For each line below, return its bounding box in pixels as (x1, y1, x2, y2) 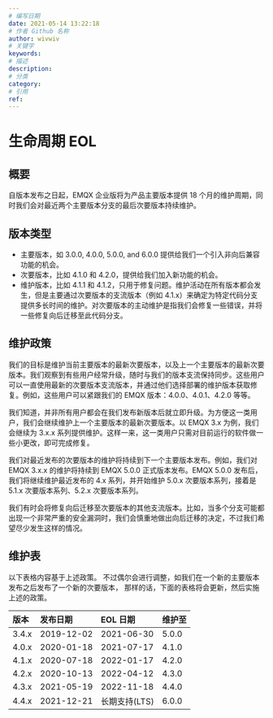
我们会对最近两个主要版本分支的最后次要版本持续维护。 (15, 201, 201, 210)
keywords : (8, 50, 42, 58)
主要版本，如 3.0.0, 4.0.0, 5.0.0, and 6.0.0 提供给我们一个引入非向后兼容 (19, 249, 260, 260)
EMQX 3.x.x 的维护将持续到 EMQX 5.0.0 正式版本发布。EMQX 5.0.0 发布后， (8, 465, 262, 475)
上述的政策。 (8, 592, 51, 602)
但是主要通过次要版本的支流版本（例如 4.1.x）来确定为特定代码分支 (34, 290, 258, 301)
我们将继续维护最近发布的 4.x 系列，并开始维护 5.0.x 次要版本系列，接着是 (8, 475, 257, 485)
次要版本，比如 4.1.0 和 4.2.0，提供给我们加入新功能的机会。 (19, 270, 223, 280)
